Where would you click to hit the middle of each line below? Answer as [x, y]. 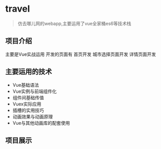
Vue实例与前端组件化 [34, 91]
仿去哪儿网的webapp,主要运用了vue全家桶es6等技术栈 [74, 23]
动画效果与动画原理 [33, 117]
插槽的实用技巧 [28, 110]
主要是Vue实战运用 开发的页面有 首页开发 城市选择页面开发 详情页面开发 [80, 54]
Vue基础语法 [26, 85]
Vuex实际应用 [27, 104]
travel [18, 9]
